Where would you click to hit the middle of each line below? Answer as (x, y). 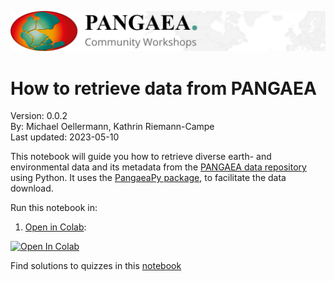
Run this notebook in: (54, 208)
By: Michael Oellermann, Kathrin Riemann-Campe (112, 127)
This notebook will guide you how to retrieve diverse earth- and (141, 157)
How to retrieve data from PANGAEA (163, 88)
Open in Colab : (55, 227)
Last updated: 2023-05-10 (65, 137)
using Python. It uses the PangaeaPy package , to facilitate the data (148, 178)
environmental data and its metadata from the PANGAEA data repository (158, 167)
